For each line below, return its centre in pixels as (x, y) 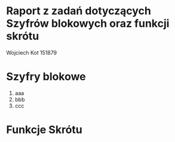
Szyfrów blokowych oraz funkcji (88, 23)
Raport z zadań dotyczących (79, 11)
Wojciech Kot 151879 (32, 52)
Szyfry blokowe (46, 77)
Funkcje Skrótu (44, 130)
